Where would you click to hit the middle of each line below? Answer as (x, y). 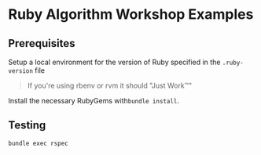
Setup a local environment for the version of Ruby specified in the (114, 62)
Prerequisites (42, 43)
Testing (27, 126)
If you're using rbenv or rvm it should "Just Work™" (110, 85)
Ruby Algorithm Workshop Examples (131, 14)
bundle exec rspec (38, 143)
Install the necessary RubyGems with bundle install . (94, 101)
